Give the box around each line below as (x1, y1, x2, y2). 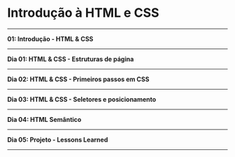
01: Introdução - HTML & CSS (7, 34, 94, 43)
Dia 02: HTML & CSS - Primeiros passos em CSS (7, 75, 150, 83)
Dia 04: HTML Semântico (7, 115, 82, 123)
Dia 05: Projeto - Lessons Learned (7, 135, 108, 144)
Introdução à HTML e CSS (7, 5, 159, 21)
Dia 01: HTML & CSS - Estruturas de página (7, 55, 134, 63)
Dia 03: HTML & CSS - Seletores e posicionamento (7, 95, 157, 103)
